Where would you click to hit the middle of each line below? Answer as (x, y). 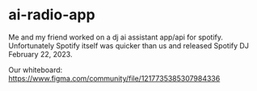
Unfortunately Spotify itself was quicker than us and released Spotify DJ (128, 45)
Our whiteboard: (36, 69)
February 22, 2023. (40, 54)
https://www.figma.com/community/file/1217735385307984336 (114, 78)
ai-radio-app (52, 15)
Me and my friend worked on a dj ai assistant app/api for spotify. (116, 37)
